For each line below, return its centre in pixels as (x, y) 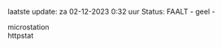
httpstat (21, 36)
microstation (28, 27)
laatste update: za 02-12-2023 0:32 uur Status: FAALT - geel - (111, 12)
